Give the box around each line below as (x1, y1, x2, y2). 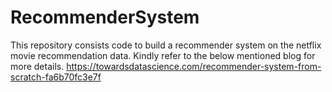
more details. (10, 60, 65, 72)
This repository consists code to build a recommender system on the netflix (10, 39, 322, 51)
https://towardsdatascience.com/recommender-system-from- (66, 60, 322, 72)
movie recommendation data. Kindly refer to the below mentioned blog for (10, 49, 316, 61)
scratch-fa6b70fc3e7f (10, 71, 102, 83)
